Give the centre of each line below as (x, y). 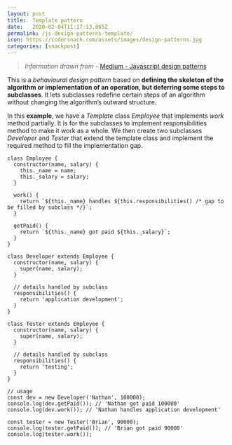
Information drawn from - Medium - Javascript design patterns (115, 66)
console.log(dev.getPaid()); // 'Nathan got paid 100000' (94, 404)
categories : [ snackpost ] (43, 46)
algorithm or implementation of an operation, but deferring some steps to (116, 87)
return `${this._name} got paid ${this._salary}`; (95, 232)
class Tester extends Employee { (56, 324)
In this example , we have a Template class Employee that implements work (116, 116)
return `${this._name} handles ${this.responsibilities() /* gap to (122, 201)
